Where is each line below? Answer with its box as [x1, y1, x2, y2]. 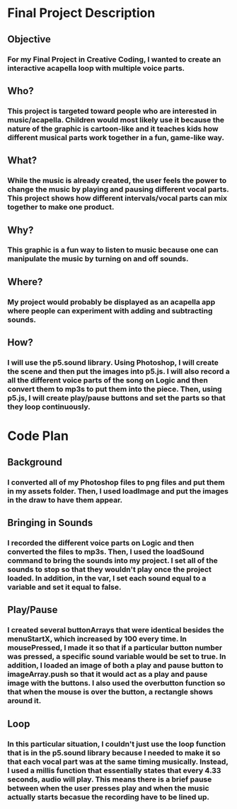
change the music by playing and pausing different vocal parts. [7, 185, 229, 194]
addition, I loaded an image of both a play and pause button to [7, 660, 224, 670]
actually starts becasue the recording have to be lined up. [7, 792, 210, 802]
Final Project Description [7, 5, 156, 21]
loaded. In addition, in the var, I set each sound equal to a [7, 573, 207, 583]
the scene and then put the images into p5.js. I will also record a [7, 366, 230, 376]
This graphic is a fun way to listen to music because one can [7, 245, 219, 255]
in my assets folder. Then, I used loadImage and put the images [7, 486, 229, 496]
